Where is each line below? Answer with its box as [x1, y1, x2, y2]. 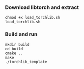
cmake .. [5, 51, 23, 56]
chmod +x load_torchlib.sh [5, 15, 60, 20]
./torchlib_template [5, 59, 48, 64]
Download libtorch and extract [5, 4, 79, 11]
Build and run [5, 31, 38, 38]
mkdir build [5, 42, 29, 47]
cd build [5, 46, 23, 51]
